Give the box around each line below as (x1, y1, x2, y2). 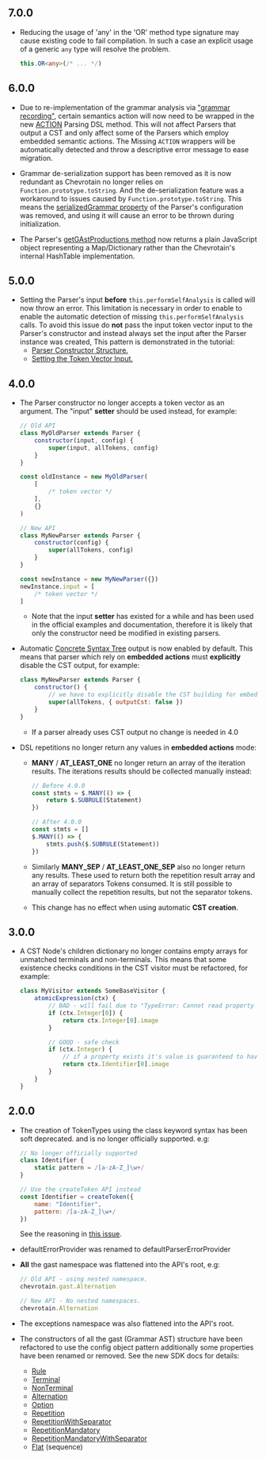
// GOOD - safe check (48, 1038, 120, 1046)
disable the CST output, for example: (19, 661, 140, 670)
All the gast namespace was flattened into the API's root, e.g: (19, 1260, 220, 1270)
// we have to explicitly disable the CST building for (48, 691, 237, 699)
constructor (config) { (34, 539, 109, 547)
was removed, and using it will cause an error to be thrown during (19, 210, 235, 220)
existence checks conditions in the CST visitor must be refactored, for (19, 963, 248, 973)
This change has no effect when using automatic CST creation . (31, 903, 239, 912)
